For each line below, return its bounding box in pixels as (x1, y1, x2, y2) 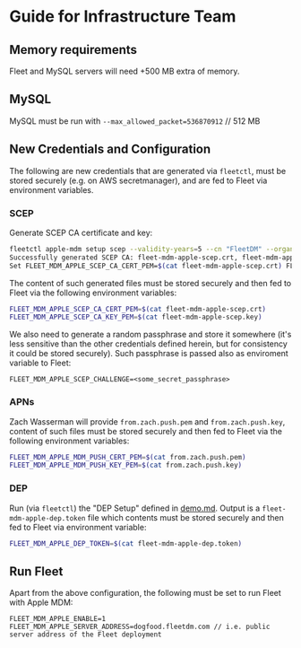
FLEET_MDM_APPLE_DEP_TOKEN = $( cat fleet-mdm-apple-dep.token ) (9, 539, 243, 548)
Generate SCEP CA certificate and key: (9, 227, 153, 238)
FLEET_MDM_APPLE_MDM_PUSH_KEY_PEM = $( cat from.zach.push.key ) (9, 460, 243, 470)
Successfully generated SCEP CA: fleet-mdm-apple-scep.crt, (9, 253, 239, 262)
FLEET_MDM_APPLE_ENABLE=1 (9, 615, 106, 624)
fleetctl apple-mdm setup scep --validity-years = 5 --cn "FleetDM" (9, 244, 262, 253)
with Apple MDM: (9, 597, 73, 608)
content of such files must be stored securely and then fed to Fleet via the (9, 425, 282, 436)
